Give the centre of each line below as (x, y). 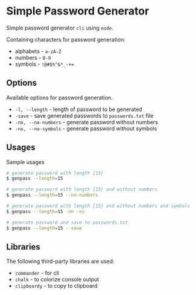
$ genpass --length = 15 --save (44, 228)
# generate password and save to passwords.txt (67, 222)
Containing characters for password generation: (66, 39)
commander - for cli (37, 273)
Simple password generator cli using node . (60, 28)
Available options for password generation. (59, 97)
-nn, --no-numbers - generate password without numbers (87, 122)
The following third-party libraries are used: (60, 261)
